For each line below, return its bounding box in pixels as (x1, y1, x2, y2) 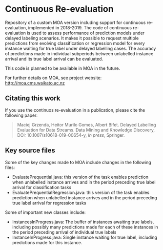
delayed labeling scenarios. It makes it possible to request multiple (5, 35, 139, 41)
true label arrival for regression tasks (12, 200, 86, 206)
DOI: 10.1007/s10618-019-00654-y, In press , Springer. (17, 132, 125, 138)
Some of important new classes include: (5, 209, 86, 215)
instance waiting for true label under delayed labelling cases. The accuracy (5, 45, 156, 51)
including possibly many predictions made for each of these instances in (12, 224, 159, 230)
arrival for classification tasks (12, 184, 72, 190)
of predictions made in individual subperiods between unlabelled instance (5, 50, 154, 57)
